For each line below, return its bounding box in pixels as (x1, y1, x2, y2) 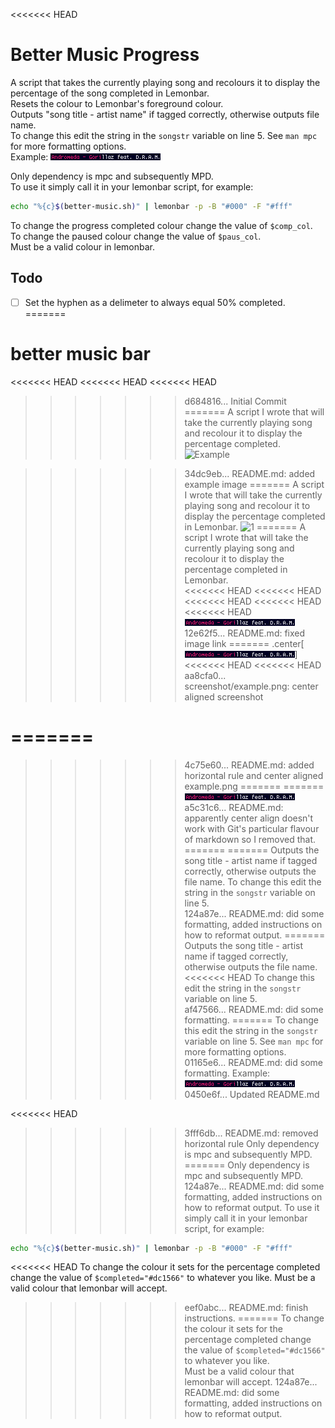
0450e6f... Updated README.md (184, 1088, 320, 1100)
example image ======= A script (184, 478, 325, 490)
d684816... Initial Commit (184, 395, 287, 407)
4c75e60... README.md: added (184, 759, 315, 771)
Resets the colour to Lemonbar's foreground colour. (10, 97, 224, 109)
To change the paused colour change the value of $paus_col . (10, 230, 262, 242)
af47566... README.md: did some (184, 1003, 324, 1015)
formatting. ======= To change (184, 1014, 319, 1026)
